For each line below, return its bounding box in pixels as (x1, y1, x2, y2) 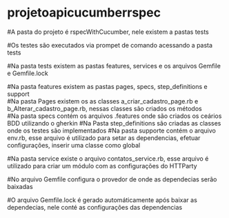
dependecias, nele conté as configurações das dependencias (7, 203, 183, 211)
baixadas (7, 182, 33, 190)
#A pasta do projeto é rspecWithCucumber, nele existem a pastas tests (7, 28, 209, 36)
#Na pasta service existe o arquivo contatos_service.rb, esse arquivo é (7, 154, 209, 163)
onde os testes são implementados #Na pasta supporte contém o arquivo (7, 126, 216, 135)
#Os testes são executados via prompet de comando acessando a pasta (7, 41, 212, 49)
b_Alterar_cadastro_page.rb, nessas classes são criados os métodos (7, 104, 202, 112)
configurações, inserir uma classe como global (7, 141, 141, 149)
